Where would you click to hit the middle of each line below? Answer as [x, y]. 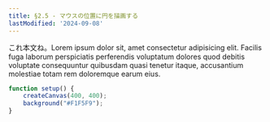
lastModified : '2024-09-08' [56, 23]
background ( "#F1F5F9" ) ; [63, 103]
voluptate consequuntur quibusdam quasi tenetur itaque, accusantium [126, 65]
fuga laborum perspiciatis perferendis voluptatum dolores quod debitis [127, 57]
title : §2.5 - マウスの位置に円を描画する [73, 16]
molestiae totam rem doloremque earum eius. [85, 74]
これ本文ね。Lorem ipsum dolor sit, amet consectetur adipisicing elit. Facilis [135, 47]
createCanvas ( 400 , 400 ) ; [65, 96]
